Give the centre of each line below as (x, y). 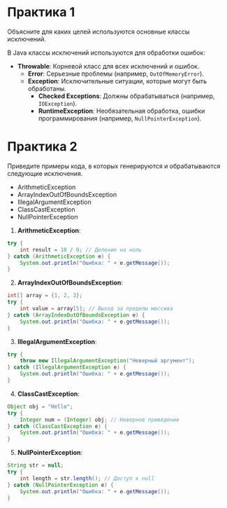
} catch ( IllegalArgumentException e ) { (67, 368)
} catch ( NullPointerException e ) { (60, 485)
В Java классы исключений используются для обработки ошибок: (107, 53)
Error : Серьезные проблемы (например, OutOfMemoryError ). (116, 74)
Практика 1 (41, 12)
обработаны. (47, 88)
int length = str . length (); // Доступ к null (87, 478)
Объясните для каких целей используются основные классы (98, 32)
